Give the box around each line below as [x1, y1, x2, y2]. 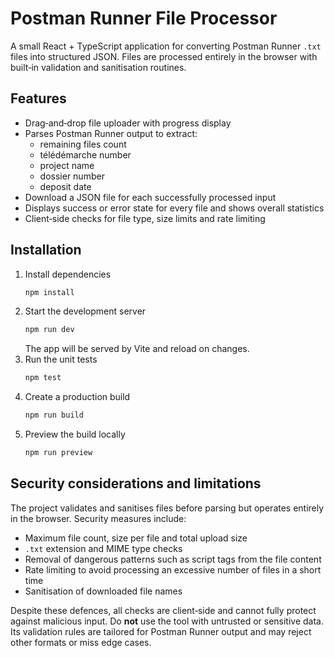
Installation [10, 242, 82, 259]
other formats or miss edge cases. [10, 636, 152, 648]
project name [39, 159, 95, 171]
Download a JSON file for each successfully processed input [24, 191, 277, 203]
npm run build [24, 410, 84, 421]
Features [10, 90, 67, 107]
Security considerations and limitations [10, 475, 262, 492]
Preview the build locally [24, 428, 126, 441]
